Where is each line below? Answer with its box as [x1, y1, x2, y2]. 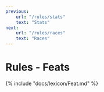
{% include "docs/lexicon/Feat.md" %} [5, 80, 98, 87]
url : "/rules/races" [16, 30, 66, 36]
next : [5, 24, 19, 31]
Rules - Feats [5, 61, 70, 74]
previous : [5, 8, 30, 15]
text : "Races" [16, 36, 50, 41]
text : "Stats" [16, 19, 50, 25]
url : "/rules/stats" [16, 14, 66, 20]
